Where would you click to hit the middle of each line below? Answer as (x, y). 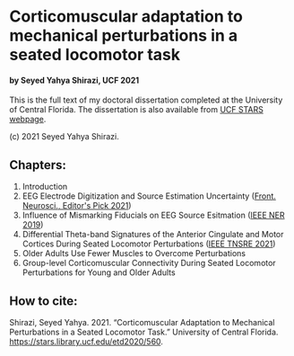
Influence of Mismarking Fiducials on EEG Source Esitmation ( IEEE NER (153, 215)
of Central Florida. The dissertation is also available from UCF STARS (137, 110)
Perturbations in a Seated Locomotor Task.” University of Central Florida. (144, 332)
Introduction (45, 187)
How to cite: (43, 301)
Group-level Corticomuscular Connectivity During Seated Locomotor (149, 263)
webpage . (28, 120)
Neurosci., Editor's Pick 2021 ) (77, 206)
